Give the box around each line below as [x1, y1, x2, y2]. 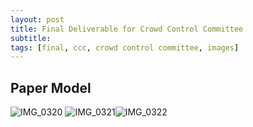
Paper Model [10, 79, 92, 96]
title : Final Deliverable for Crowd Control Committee [10, 24, 244, 34]
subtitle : [10, 33, 52, 43]
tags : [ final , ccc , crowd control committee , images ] [10, 42, 240, 53]
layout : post [10, 14, 65, 25]
